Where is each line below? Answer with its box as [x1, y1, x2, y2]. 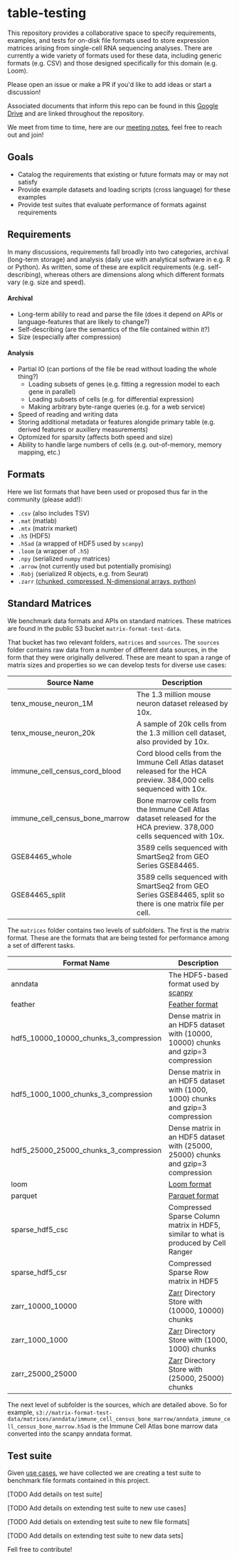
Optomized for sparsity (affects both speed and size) [17, 432, 173, 441]
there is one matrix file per [136, 899, 224, 909]
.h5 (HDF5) [17, 531, 51, 540]
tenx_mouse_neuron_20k [11, 728, 95, 738]
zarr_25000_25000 [11, 1369, 78, 1379]
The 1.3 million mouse [136, 689, 211, 699]
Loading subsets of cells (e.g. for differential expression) [28, 395, 194, 403]
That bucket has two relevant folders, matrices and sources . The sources [7, 637, 220, 646]
